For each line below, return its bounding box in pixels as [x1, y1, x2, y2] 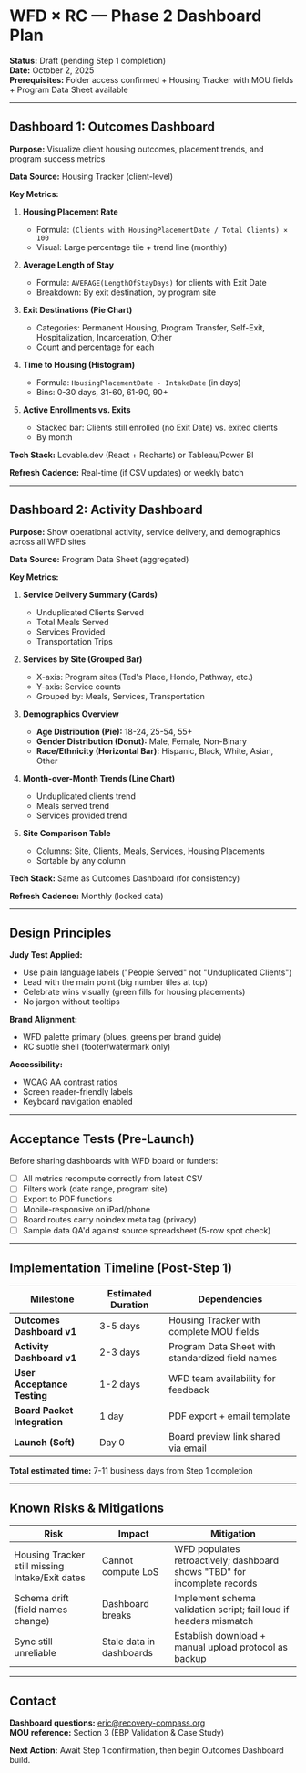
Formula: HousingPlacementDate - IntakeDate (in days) [36, 376, 241, 388]
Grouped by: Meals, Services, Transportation [36, 690, 205, 701]
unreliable [14, 1647, 56, 1660]
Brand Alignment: [9, 1014, 77, 1025]
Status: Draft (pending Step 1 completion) [9, 55, 167, 66]
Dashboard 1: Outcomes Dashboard [9, 120, 216, 135]
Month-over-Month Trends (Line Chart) [22, 772, 176, 783]
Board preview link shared [168, 1431, 280, 1443]
